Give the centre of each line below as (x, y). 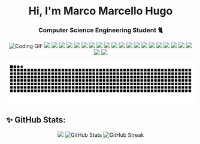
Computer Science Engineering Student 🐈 (101, 30)
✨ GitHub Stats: (36, 120)
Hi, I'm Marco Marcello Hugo (101, 11)
